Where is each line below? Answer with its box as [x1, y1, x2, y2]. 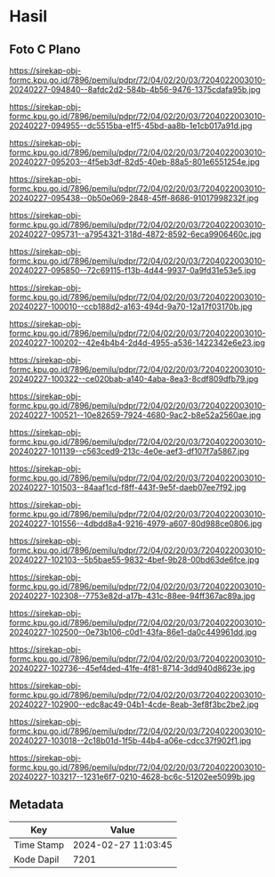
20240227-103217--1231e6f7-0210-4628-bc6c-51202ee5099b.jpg [9, 772, 255, 782]
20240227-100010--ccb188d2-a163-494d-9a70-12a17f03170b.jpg [9, 301, 253, 312]
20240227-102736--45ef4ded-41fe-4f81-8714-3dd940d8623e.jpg [9, 663, 255, 673]
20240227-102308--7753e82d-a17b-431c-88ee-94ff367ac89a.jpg [9, 590, 255, 601]
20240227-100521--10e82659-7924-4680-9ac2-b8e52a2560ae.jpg [9, 410, 261, 420]
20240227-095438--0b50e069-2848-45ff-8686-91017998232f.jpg [9, 193, 260, 203]
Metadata [9, 797, 64, 812]
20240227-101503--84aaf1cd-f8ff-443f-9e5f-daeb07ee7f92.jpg [9, 483, 247, 492]
